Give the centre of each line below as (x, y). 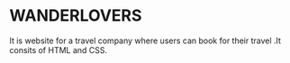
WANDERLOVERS (76, 16)
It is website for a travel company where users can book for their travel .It (145, 40)
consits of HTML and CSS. (59, 49)
